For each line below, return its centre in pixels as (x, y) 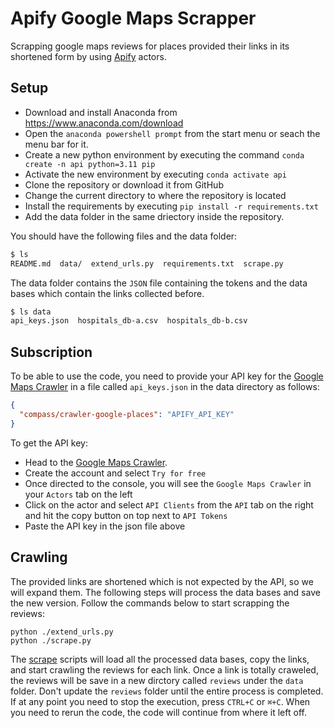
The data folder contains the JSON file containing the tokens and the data (159, 283)
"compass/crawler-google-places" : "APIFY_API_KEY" (127, 414)
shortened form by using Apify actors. (88, 56)
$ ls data (31, 312)
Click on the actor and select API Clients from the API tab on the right (169, 504)
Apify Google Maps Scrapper (133, 18)
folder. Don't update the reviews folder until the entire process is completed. (167, 691)
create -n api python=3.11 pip (90, 164)
